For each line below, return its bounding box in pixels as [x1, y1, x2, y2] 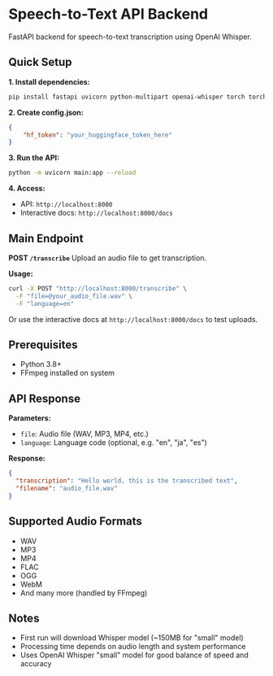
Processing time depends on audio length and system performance [19, 642, 246, 652]
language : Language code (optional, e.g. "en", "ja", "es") [19, 438, 207, 447]
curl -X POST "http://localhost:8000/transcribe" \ [8, 284, 187, 293]
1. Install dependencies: [8, 76, 91, 86]
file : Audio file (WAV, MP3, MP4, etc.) [19, 429, 149, 439]
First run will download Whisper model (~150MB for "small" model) [19, 633, 244, 643]
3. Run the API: [8, 153, 59, 163]
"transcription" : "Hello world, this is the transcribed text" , [15, 477, 238, 485]
